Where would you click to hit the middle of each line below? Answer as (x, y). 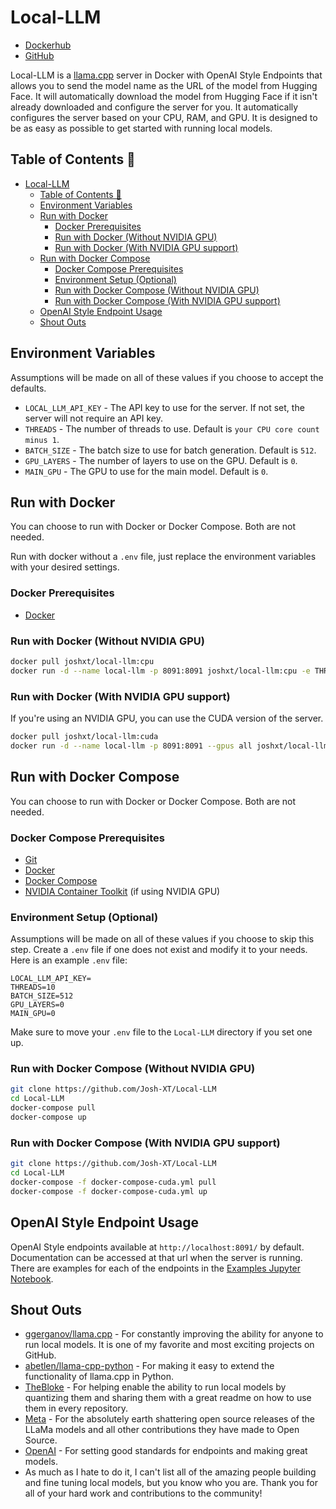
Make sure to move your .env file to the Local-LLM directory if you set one (161, 1032)
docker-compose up (48, 1117)
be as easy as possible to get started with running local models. (141, 128)
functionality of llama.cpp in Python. (99, 1377)
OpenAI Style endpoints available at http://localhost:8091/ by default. (157, 1247)
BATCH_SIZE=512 (42, 996)
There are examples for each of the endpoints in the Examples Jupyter (156, 1268)
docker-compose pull (53, 1108)
